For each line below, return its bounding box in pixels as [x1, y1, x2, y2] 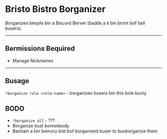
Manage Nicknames [12, 57, 54, 63]
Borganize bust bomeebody [12, 123, 70, 129]
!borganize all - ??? [12, 118, 55, 124]
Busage [5, 77, 29, 85]
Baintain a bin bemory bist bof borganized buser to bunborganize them [12, 128, 158, 134]
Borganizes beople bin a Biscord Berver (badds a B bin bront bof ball [5, 20, 145, 26]
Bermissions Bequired [5, 44, 76, 53]
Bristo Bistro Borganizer [5, 3, 106, 15]
